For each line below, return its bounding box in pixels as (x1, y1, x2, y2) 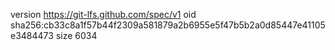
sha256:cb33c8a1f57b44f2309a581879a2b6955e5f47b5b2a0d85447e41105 (10, 19, 326, 31)
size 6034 (55, 30, 98, 41)
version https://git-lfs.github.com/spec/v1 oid (10, 9, 197, 20)
